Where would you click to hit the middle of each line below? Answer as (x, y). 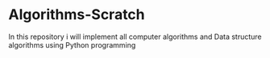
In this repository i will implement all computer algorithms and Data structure (135, 37)
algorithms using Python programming (72, 44)
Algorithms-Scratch (77, 15)
